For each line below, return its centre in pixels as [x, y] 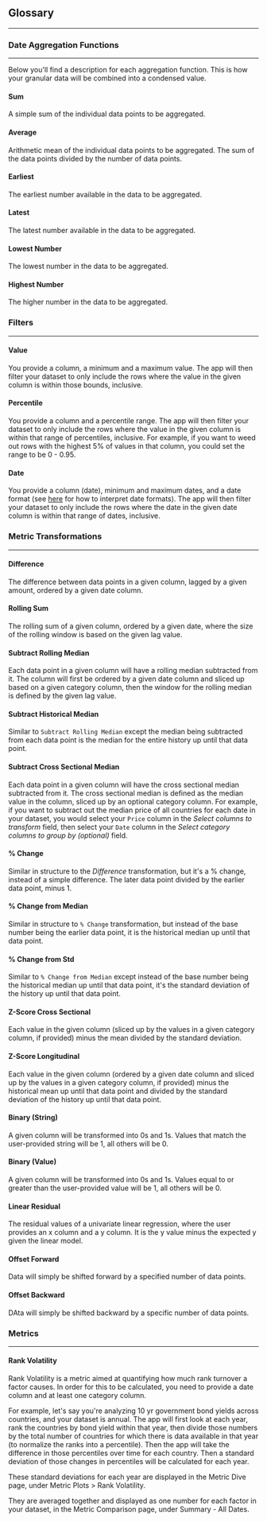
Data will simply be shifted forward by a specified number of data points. [127, 1277]
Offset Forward [34, 1259]
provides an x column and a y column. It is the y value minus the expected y [132, 1232]
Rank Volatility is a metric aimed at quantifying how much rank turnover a [128, 1379]
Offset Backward [37, 1294]
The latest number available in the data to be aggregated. [102, 230]
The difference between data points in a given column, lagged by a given [128, 582]
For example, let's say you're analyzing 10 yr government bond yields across [133, 1411]
